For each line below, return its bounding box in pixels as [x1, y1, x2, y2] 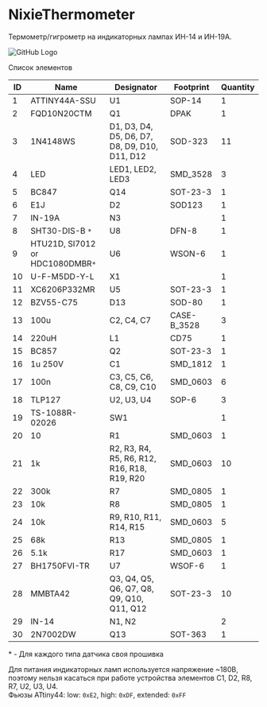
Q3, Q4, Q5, [109, 573, 155, 584]
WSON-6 [169, 248, 206, 259]
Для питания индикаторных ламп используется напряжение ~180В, [8, 664, 238, 674]
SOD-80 [169, 297, 203, 308]
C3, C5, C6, [109, 371, 153, 383]
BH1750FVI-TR [30, 560, 90, 571]
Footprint [173, 81, 210, 92]
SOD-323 [169, 135, 208, 146]
